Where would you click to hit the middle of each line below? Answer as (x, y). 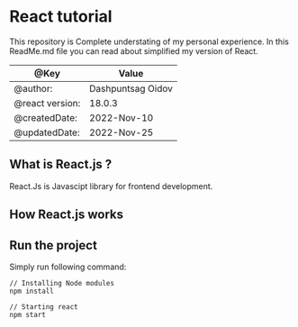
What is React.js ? (61, 164)
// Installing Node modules (62, 283)
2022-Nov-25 (122, 132)
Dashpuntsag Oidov (131, 88)
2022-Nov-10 (122, 117)
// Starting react (44, 307)
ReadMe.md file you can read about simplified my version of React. (134, 50)
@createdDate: (46, 117)
